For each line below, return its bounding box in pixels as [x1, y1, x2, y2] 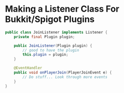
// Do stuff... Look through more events [22, 74, 108, 79]
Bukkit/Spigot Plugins [5, 14, 95, 25]
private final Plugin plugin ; [14, 34, 75, 39]
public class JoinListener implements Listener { [5, 30, 108, 35]
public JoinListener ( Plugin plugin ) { [14, 43, 92, 48]
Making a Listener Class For [5, 3, 120, 15]
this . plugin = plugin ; [22, 52, 69, 57]
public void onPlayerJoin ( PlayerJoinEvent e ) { [14, 70, 112, 75]
